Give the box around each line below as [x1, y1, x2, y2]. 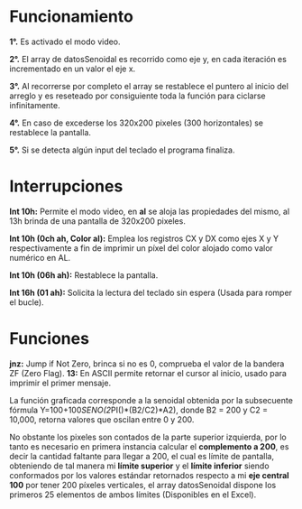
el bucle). [9, 296, 44, 308]
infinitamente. [9, 99, 60, 110]
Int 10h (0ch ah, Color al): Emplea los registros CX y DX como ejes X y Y [9, 233, 279, 244]
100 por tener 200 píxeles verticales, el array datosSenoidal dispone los [9, 479, 277, 490]
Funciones [9, 329, 90, 349]
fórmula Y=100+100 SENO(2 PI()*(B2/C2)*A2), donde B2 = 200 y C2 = [9, 404, 269, 415]
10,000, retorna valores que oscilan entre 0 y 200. [9, 413, 195, 425]
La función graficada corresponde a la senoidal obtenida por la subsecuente [9, 394, 293, 405]
